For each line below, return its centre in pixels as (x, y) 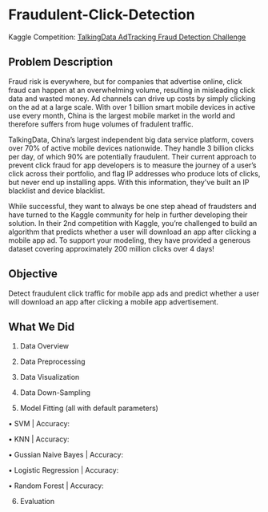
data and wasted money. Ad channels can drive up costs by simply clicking (132, 99)
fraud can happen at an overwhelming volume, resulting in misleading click (132, 90)
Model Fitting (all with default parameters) (89, 408)
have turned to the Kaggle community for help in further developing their (128, 215)
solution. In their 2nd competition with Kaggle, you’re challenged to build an (133, 223)
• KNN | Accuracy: (39, 439)
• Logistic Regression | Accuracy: (64, 470)
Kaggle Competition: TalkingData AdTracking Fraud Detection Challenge (127, 37)
